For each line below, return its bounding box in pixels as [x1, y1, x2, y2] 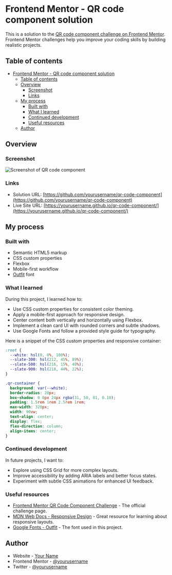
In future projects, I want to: [5, 457, 64, 463]
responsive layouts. [12, 519, 54, 525]
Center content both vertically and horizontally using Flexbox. [12, 317, 143, 323]
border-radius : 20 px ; [10, 390, 56, 395]
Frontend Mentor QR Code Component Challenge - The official [12, 503, 146, 509]
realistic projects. [5, 42, 42, 48]
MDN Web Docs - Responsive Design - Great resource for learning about [12, 513, 167, 520]
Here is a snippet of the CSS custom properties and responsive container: [5, 337, 162, 344]
